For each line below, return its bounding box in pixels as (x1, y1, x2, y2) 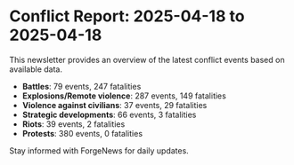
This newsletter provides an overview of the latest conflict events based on (9, 54, 285, 65)
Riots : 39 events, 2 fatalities (21, 118, 126, 130)
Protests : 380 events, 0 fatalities (21, 128, 143, 138)
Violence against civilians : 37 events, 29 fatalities (21, 99, 208, 110)
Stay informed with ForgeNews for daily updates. (9, 145, 189, 156)
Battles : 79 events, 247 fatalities (21, 81, 142, 91)
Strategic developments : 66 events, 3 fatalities (21, 109, 197, 120)
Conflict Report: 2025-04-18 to (9, 6, 245, 27)
